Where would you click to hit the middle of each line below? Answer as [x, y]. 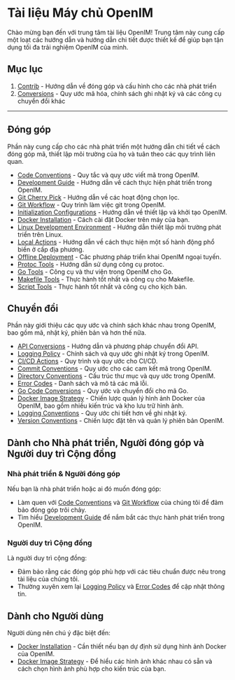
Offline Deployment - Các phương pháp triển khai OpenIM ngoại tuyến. [119, 256]
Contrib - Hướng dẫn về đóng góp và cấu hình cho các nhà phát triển [117, 86]
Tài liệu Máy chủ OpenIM [80, 13]
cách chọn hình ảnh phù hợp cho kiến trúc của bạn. [92, 669]
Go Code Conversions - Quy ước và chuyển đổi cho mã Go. [103, 391]
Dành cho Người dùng [55, 616]
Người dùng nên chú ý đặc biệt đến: [59, 633]
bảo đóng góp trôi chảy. [52, 510]
